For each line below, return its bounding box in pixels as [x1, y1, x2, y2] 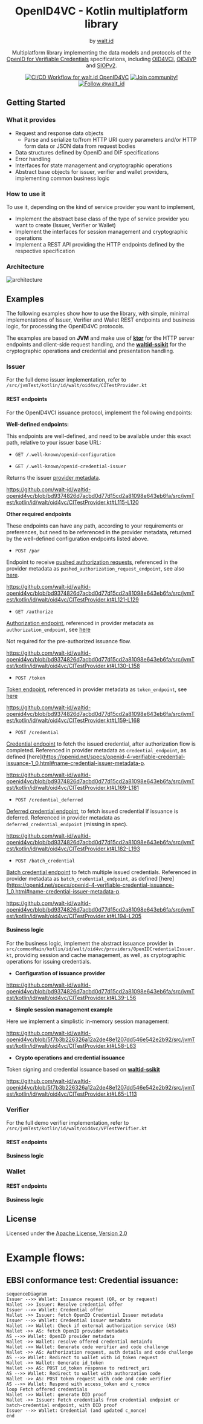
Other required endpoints [6, 510, 71, 517]
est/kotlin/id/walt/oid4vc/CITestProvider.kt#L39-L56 [6, 994, 137, 1001]
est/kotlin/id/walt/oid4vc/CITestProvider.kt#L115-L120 [6, 498, 139, 506]
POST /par [14, 548, 40, 554]
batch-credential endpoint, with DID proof [6, 1402, 118, 1409]
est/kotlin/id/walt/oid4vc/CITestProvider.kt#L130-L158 [6, 662, 140, 669]
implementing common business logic [14, 174, 110, 182]
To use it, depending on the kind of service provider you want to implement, [6, 203, 195, 210]
